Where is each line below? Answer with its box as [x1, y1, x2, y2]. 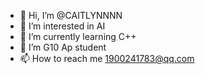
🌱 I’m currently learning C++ [19, 31, 137, 42]
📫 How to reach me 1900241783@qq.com [19, 53, 195, 64]
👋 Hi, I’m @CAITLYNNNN [19, 10, 123, 21]
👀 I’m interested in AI [19, 20, 106, 32]
